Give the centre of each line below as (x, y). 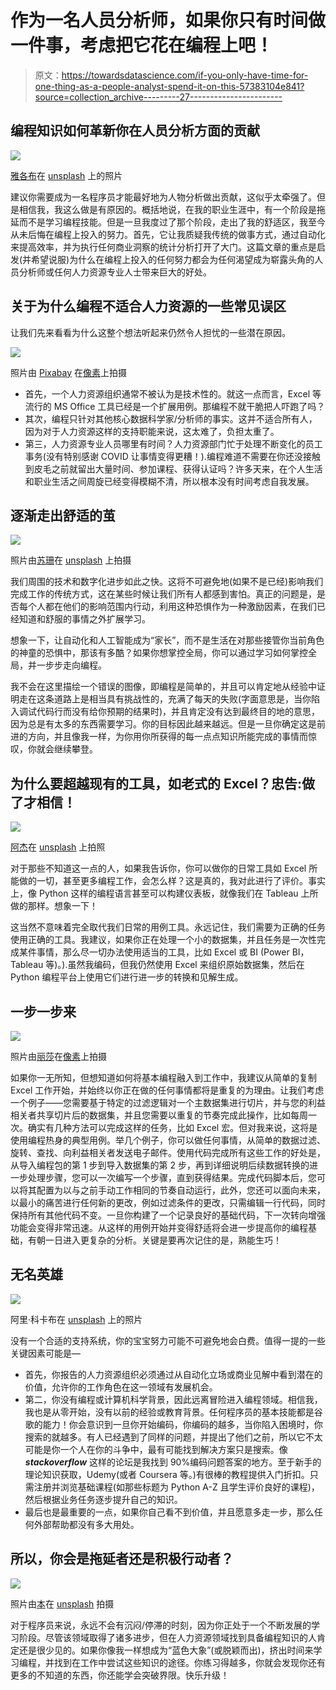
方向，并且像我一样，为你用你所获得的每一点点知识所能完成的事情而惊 (172, 737)
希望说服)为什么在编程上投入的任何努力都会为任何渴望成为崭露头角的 (173, 259)
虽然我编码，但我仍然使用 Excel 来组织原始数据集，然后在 (186, 965)
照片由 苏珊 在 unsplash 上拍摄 (71, 560)
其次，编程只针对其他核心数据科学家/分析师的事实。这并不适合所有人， (171, 418)
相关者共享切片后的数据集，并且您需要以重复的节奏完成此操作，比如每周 (159, 1115)
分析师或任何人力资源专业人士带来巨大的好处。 (115, 272)
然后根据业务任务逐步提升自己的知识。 (103, 1499)
